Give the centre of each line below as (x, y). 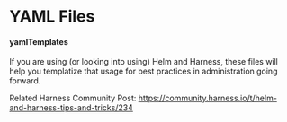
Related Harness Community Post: (73, 98)
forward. (25, 81)
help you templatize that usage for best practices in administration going (143, 71)
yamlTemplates (39, 41)
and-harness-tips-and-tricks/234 (71, 108)
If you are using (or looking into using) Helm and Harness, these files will (144, 62)
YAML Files (52, 17)
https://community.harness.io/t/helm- (207, 98)
